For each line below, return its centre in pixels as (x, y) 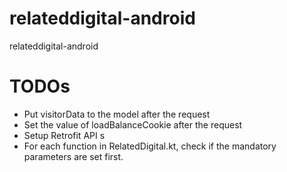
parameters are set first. (73, 156)
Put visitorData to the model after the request (117, 114)
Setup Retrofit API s (64, 135)
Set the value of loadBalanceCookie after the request (133, 124)
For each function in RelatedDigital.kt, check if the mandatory (150, 146)
